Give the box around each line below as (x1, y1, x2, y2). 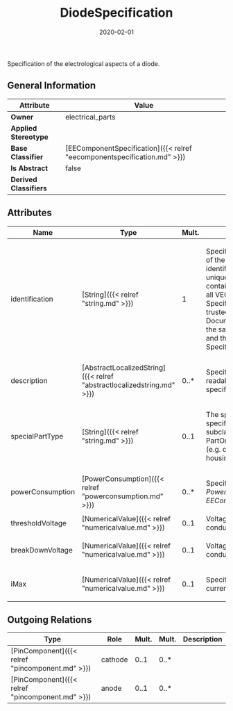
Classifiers (10, 183, 47, 193)
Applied (10, 123, 37, 133)
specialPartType (10, 431, 64, 441)
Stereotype (10, 132, 49, 142)
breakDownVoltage (10, 545, 73, 555)
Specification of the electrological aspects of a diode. (7, 59, 160, 67)
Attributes (7, 207, 52, 219)
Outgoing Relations (7, 614, 92, 626)
